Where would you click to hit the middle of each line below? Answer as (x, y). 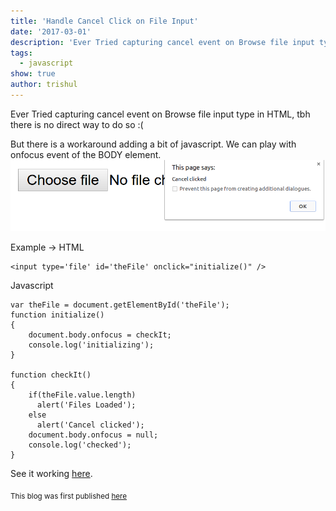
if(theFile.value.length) (82, 395)
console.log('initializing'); (91, 345)
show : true (33, 74)
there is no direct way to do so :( (77, 124)
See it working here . (51, 474)
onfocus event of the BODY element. (86, 154)
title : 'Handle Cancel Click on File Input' (104, 21)
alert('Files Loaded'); (86, 405)
